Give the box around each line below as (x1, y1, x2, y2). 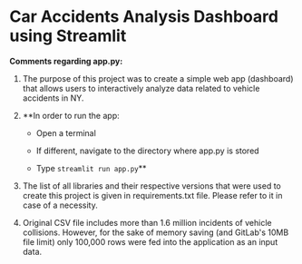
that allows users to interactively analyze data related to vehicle (22, 83, 260, 93)
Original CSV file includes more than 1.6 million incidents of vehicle (22, 217, 272, 228)
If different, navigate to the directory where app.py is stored (35, 145, 260, 156)
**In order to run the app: (22, 110, 120, 121)
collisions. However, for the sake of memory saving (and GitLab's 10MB (22, 227, 289, 238)
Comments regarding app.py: (9, 55, 123, 66)
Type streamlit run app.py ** (35, 162, 147, 173)
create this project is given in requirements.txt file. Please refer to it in (22, 190, 283, 200)
